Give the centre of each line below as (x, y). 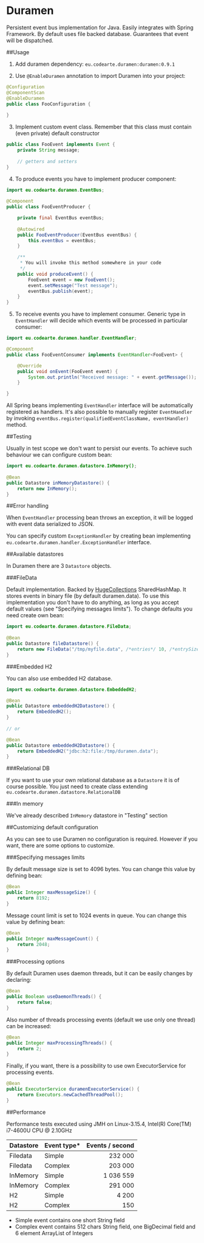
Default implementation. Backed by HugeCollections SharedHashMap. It (96, 590)
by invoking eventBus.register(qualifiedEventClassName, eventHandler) (98, 418)
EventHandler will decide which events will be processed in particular (101, 321)
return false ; (35, 1003)
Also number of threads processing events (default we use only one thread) (101, 1020)
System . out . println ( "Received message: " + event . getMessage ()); (113, 377)
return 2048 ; (34, 944)
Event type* (63, 1145)
